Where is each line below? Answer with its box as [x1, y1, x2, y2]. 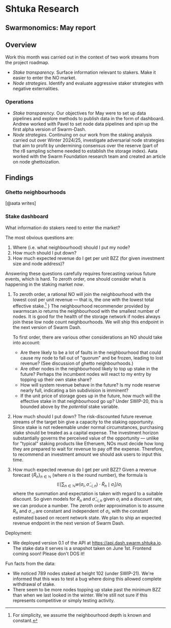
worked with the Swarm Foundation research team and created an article [12, 153, 166, 159]
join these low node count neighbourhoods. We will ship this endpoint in [12, 319, 164, 325]
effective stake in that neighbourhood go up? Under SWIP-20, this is [20, 398, 163, 404]
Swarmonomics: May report [5, 23, 96, 32]
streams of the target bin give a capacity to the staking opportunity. [12, 419, 154, 425]
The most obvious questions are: [5, 234, 74, 240]
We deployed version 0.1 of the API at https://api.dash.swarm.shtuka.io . [12, 539, 162, 545]
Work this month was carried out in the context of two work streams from [5, 54, 159, 60]
